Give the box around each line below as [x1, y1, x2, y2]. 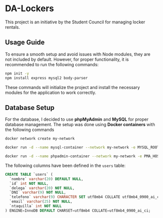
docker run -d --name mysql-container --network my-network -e [5, 145, 136, 150]
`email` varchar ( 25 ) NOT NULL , [9, 199, 73, 204]
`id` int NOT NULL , [9, 181, 49, 186]
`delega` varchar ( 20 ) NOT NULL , [9, 185, 75, 190]
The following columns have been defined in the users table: [5, 163, 126, 168]
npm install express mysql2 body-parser [5, 75, 88, 80]
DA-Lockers [5, 3, 54, 14]
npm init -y [5, 71, 29, 76]
